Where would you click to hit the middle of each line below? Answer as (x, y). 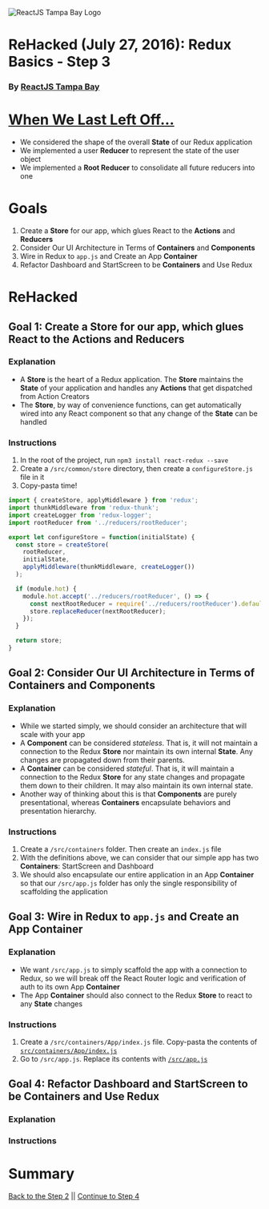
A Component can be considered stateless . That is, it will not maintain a (139, 743)
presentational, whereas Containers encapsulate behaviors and (125, 802)
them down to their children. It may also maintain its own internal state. (137, 785)
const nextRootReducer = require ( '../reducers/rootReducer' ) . (135, 604)
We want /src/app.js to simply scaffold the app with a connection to (133, 969)
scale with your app (52, 734)
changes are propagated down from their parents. (102, 760)
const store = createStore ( (62, 545)
